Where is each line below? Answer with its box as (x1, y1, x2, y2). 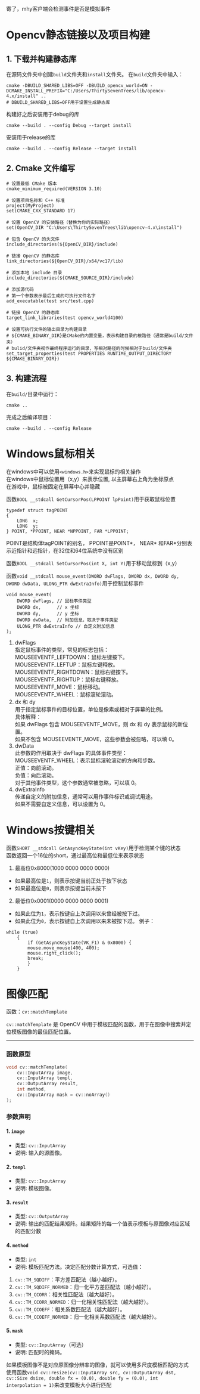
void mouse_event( (6, 591, 52, 597)
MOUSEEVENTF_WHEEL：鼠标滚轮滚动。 (14, 690, 117, 698)
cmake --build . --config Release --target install (6, 145, 137, 151)
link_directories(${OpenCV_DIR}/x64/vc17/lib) (6, 258, 124, 264)
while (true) (6, 929, 39, 935)
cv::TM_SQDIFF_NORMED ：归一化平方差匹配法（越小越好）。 (14, 1283, 155, 1290)
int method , (17, 1086, 46, 1092)
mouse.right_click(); (27, 950, 82, 956)
